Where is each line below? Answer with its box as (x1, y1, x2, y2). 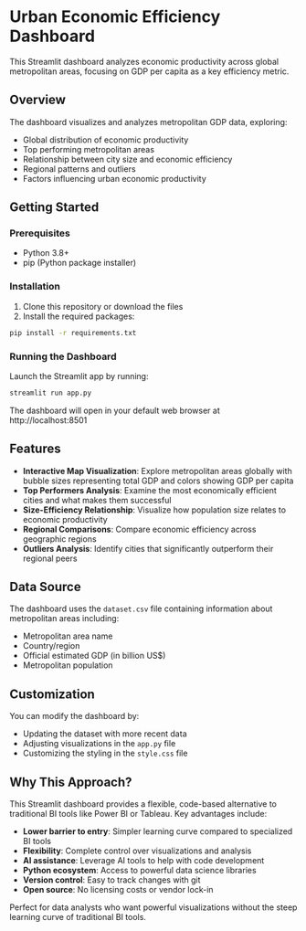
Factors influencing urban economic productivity (22, 173, 207, 184)
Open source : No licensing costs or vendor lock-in (22, 884, 214, 895)
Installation (9, 280, 61, 293)
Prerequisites (9, 227, 70, 239)
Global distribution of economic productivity (22, 134, 189, 145)
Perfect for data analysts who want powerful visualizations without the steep (9, 902, 298, 913)
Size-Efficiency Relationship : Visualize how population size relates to (22, 504, 286, 515)
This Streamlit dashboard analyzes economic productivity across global (9, 56, 280, 67)
